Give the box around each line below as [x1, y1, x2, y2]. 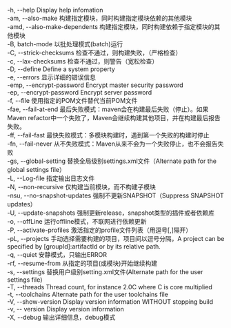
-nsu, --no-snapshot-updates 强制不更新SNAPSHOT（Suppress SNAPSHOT [7, 191, 224, 200]
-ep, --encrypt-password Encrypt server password [7, 88, 152, 96]
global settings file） [7, 166, 66, 173]
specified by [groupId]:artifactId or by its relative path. [7, 242, 161, 251]
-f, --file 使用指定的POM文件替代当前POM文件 [7, 97, 138, 104]
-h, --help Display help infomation [7, 6, 103, 14]
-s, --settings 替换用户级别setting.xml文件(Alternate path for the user [7, 268, 203, 276]
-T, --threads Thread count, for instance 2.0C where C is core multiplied [7, 283, 212, 291]
